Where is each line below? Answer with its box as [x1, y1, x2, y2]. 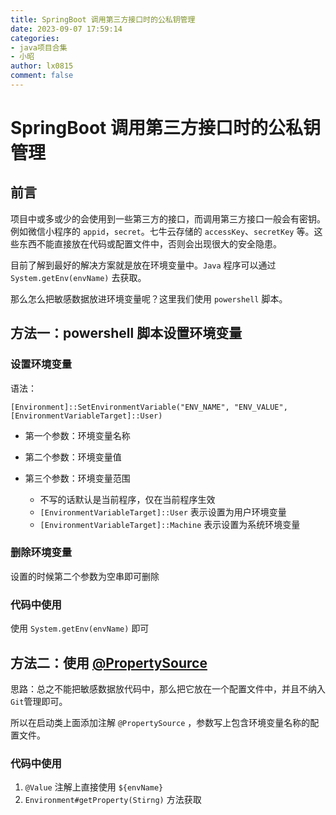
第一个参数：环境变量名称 [24, 429, 131, 441]
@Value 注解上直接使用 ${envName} [24, 781, 164, 793]
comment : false [10, 71, 74, 81]
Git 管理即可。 [10, 695, 68, 707]
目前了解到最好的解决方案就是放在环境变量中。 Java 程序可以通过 [10, 259, 277, 271]
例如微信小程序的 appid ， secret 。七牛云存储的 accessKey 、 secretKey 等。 [10, 225, 315, 237]
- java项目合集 [10, 42, 68, 53]
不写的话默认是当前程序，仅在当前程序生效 [39, 493, 216, 505]
